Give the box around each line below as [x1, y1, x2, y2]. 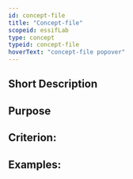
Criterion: [8, 131, 57, 144]
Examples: [8, 158, 62, 171]
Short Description [8, 77, 98, 91]
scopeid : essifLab [8, 26, 69, 34]
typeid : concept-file [8, 41, 80, 49]
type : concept [8, 33, 55, 42]
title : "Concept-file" [8, 19, 83, 27]
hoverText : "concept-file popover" [8, 48, 126, 56]
